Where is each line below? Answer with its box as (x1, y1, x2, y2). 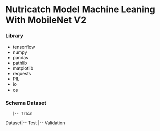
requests (12, 71, 31, 77)
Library (5, 32, 24, 39)
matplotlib (12, 65, 34, 71)
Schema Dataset (5, 100, 47, 107)
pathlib (12, 60, 27, 66)
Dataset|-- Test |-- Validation (5, 120, 65, 126)
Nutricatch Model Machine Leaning (5, 4, 156, 15)
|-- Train (12, 111, 33, 116)
